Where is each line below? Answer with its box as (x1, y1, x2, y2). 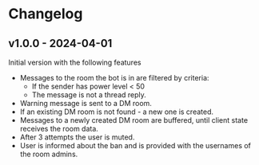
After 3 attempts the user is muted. (19, 132, 135, 142)
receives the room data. (19, 124, 98, 133)
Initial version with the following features (8, 57, 141, 67)
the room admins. (19, 149, 78, 159)
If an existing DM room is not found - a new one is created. (19, 107, 214, 116)
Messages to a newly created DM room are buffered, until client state (19, 116, 249, 124)
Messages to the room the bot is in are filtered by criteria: (19, 73, 209, 82)
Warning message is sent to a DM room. (19, 99, 152, 108)
